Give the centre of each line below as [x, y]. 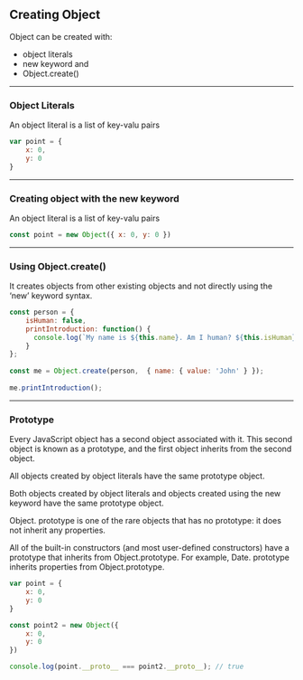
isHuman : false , [56, 320]
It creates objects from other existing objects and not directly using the [141, 286]
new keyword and [55, 63]
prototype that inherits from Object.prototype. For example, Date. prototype [150, 557]
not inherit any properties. [58, 530]
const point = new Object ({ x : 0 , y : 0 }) [90, 234]
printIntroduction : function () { [88, 329]
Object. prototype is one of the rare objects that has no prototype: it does [146, 521]
